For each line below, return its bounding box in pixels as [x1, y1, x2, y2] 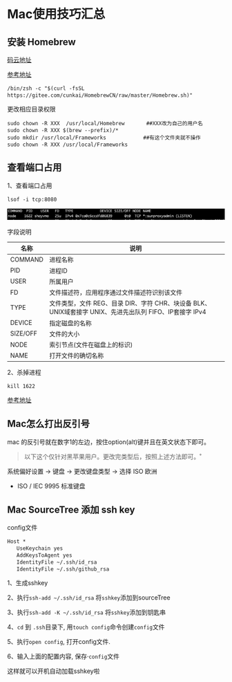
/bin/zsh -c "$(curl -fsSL [7, 85, 85, 92]
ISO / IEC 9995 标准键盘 [17, 481, 86, 490]
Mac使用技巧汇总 [7, 6, 106, 22]
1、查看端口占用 [7, 181, 52, 190]
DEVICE [10, 319, 32, 327]
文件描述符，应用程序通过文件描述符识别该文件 [49, 288, 183, 297]
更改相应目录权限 [7, 105, 56, 113]
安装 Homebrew [7, 36, 76, 48]
